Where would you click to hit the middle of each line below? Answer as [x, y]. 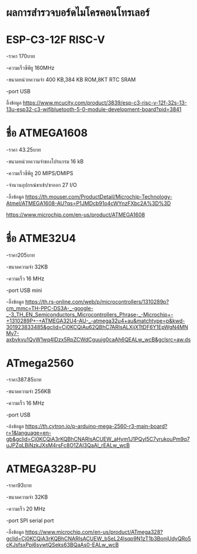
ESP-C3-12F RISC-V [56, 40]
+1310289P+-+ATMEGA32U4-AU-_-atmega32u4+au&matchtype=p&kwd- [96, 321]
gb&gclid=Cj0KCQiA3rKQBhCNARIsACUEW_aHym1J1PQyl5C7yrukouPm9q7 [98, 439]
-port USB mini [24, 290]
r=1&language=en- [29, 432]
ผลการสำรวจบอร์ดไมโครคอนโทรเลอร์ [78, 13]
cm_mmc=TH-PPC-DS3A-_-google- [50, 308]
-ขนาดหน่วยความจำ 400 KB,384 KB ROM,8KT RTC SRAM [71, 80]
